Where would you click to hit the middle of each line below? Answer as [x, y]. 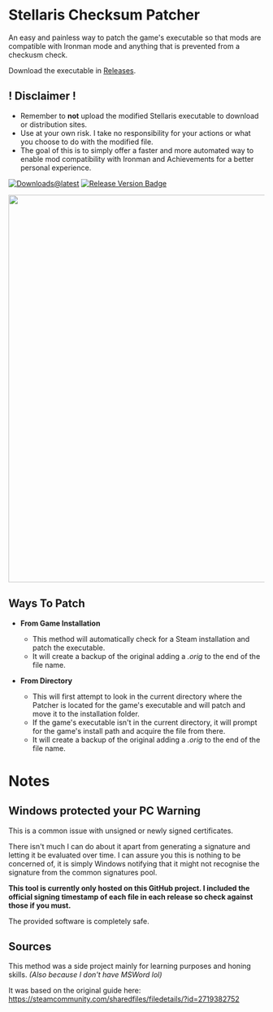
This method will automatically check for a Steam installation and [141, 639]
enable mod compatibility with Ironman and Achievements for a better [137, 159]
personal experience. [56, 168]
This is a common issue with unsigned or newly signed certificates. [121, 831]
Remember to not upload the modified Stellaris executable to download [139, 116]
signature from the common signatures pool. [83, 872]
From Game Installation [60, 623]
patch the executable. [69, 648]
